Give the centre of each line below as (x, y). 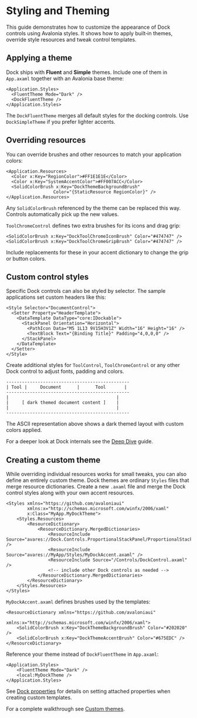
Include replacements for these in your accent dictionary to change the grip (97, 252)
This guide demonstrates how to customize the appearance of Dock (88, 27)
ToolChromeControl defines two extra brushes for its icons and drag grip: (93, 225)
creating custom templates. (39, 697)
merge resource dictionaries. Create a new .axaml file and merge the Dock (96, 487)
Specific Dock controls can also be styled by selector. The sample (86, 291)
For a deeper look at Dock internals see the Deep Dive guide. (80, 441)
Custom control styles (47, 277)
